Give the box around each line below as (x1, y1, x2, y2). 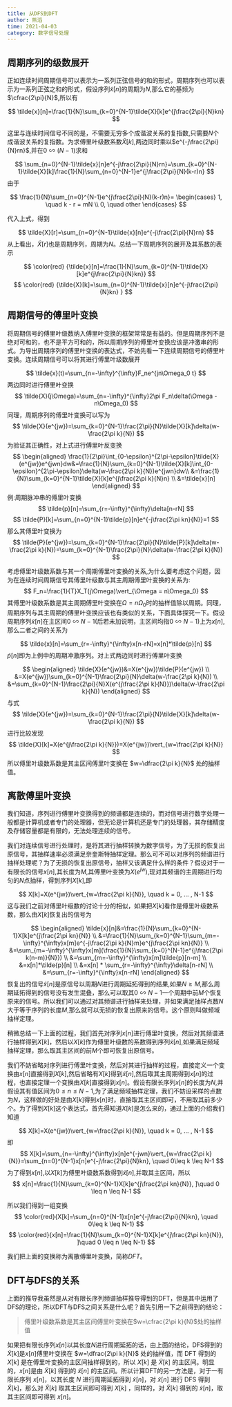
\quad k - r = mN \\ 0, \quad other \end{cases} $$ (45, 200, 187, 209)
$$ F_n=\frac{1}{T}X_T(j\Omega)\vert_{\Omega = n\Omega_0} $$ (23, 586, 209, 595)
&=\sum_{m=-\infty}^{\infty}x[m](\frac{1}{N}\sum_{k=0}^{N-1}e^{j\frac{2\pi (9, 946, 223, 955)
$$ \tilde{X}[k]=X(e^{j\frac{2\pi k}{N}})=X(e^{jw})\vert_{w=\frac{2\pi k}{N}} (8, 740, 224, 748)
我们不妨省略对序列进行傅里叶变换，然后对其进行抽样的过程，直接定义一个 (7, 1061, 219, 1069)
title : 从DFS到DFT (7, 10, 58, 17)
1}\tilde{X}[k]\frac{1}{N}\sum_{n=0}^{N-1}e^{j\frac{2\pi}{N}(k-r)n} (17, 167, 205, 176)
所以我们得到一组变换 (7, 1201, 68, 1209)
